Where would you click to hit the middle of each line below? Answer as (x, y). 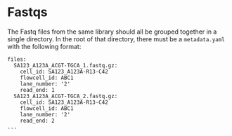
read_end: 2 (37, 121)
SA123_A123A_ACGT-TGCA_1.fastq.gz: (66, 65)
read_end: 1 (37, 90)
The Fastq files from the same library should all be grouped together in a (112, 32)
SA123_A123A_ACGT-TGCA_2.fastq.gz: (66, 96)
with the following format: (44, 46)
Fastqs (27, 12)
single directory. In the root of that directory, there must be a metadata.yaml (116, 39)
